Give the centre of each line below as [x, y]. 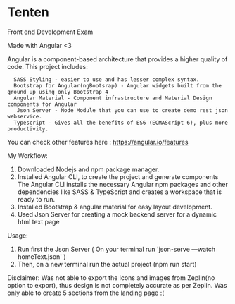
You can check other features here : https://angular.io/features [98, 142]
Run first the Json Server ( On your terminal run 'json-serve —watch [116, 249]
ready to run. [36, 199]
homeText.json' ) [42, 256]
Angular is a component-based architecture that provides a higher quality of [118, 59]
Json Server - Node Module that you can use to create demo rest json [122, 110]
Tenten [28, 12]
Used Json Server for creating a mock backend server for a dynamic [117, 214]
